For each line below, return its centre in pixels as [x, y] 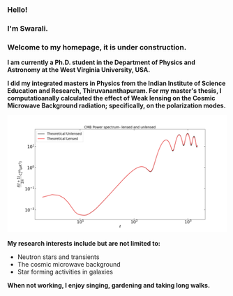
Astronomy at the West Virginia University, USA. [79, 70]
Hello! [17, 10]
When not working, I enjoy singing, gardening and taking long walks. [109, 285]
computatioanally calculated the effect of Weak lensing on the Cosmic [111, 98]
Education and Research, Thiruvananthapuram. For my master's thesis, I [114, 91]
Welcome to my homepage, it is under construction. [97, 47]
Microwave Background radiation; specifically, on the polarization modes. [116, 105]
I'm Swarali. [28, 28]
